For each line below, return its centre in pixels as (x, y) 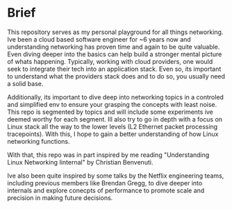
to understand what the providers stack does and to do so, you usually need (116, 76)
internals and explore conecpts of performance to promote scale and (106, 190)
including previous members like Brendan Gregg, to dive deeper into (105, 183)
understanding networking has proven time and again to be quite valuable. (114, 47)
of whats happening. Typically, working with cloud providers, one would (110, 61)
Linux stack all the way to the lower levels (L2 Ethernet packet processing (113, 126)
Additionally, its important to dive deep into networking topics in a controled (116, 97)
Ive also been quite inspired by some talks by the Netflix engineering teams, (116, 176)
